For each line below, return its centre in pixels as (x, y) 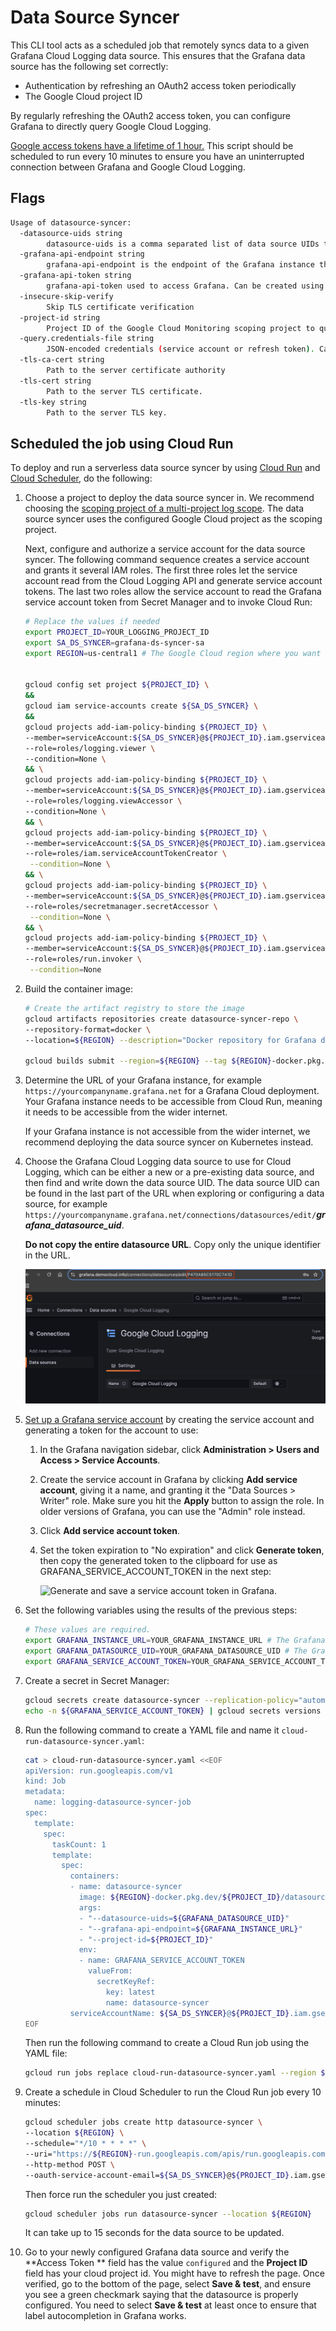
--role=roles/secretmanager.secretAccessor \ (121, 906)
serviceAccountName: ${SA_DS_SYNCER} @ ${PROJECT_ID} (179, 2013)
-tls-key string (53, 402)
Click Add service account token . (110, 1531)
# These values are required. (88, 1630)
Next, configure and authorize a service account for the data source (165, 549)
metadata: (45, 1792)
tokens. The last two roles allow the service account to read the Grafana (173, 592)
